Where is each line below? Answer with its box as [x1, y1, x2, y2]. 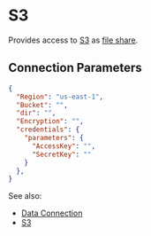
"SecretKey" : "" [31, 150, 92, 159]
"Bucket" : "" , [16, 100, 68, 109]
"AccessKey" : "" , [31, 141, 96, 151]
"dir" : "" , [16, 108, 57, 118]
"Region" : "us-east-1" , [16, 92, 103, 101]
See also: [8, 191, 42, 201]
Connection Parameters [8, 60, 142, 75]
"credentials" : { [16, 125, 80, 134]
